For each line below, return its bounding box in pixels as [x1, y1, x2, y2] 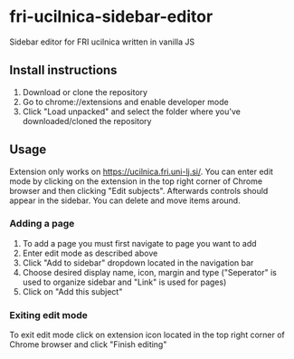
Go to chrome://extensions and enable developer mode [22, 96, 229, 107]
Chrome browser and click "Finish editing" [9, 339, 167, 350]
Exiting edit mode [9, 308, 89, 321]
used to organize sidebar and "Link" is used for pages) [22, 277, 227, 287]
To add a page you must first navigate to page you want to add [22, 238, 257, 248]
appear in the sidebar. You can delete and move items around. [9, 195, 242, 206]
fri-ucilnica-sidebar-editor [9, 6, 213, 27]
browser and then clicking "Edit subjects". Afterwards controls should [9, 185, 269, 196]
